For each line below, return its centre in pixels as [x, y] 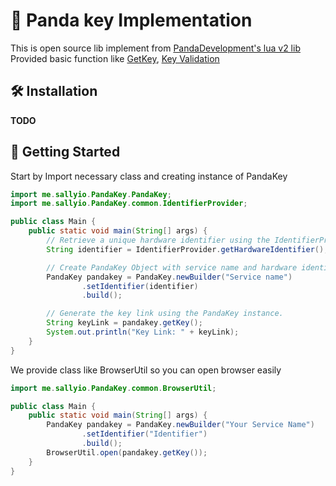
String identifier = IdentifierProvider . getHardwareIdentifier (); [187, 249]
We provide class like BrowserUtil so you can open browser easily [146, 370]
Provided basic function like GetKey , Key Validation [115, 58]
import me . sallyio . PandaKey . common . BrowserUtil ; [113, 388]
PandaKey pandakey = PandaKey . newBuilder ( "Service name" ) [169, 277]
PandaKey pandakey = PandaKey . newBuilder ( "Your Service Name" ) [180, 425]
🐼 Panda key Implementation [131, 20]
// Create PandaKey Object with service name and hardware [172, 267]
